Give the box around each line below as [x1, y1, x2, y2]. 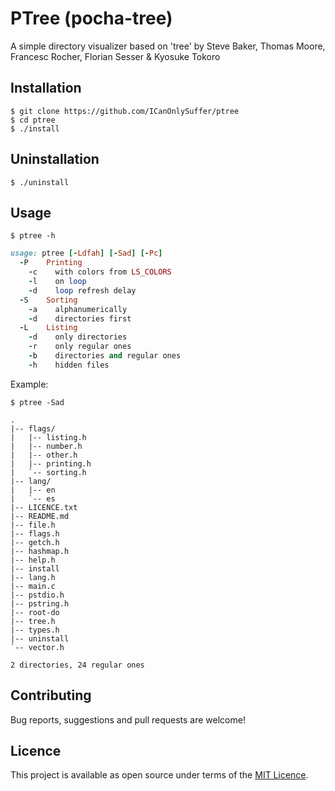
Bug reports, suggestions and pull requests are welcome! [10, 713, 246, 726]
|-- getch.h [10, 537, 60, 547]
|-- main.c [10, 581, 56, 591]
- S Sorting [19, 295, 78, 305]
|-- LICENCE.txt [10, 502, 78, 512]
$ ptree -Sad [10, 397, 65, 407]
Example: [10, 378, 49, 390]
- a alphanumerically [28, 304, 128, 314]
